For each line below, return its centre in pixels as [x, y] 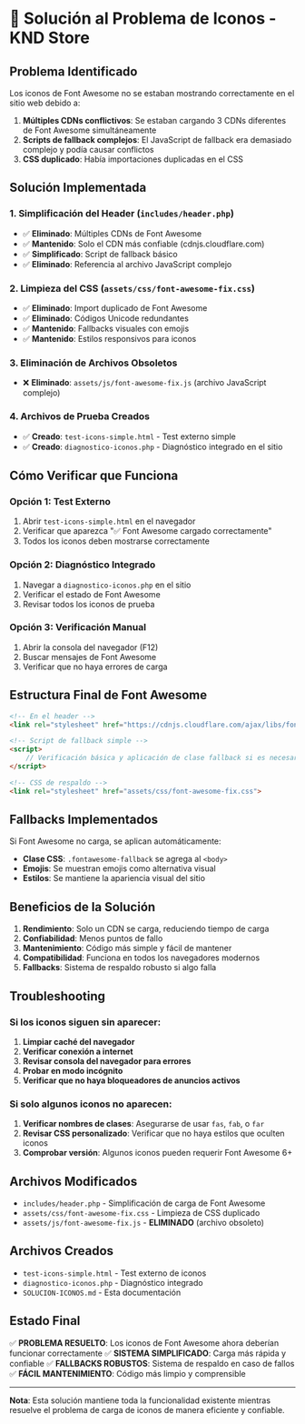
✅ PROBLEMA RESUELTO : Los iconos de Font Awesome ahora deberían [144, 1343]
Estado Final [45, 1321]
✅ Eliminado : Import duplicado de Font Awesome [115, 307]
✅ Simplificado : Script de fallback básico [100, 254]
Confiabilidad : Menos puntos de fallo [93, 938]
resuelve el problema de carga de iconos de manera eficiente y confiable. [147, 1409]
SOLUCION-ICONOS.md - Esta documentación [102, 1292]
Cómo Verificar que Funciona [94, 475]
